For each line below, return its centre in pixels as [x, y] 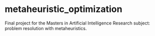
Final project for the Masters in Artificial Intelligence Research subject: [77, 23]
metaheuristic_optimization [64, 9]
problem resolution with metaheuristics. [46, 28]
